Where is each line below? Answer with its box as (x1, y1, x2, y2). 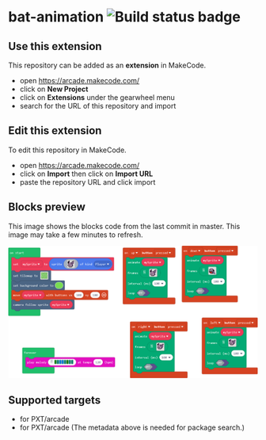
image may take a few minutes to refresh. (8, 230, 143, 239)
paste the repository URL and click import (19, 177, 156, 186)
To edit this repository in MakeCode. (8, 145, 127, 155)
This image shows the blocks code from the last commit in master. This (8, 221, 241, 231)
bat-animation (8, 8, 104, 26)
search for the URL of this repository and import (19, 101, 177, 110)
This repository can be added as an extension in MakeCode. (8, 60, 207, 70)
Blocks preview (8, 201, 85, 214)
